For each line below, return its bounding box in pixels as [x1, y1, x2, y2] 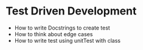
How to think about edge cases [14, 30, 93, 37]
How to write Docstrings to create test [14, 24, 110, 31]
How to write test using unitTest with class [14, 37, 121, 44]
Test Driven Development [5, 4, 137, 18]
